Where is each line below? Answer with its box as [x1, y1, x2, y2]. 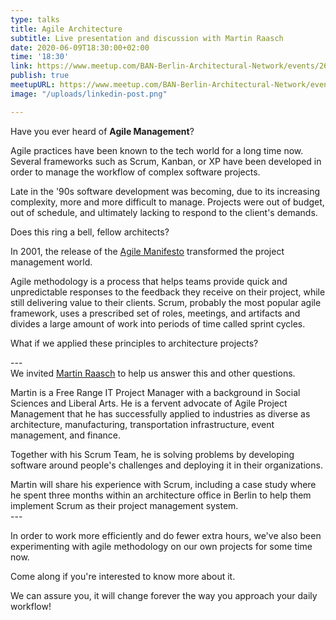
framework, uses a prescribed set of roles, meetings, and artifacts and [10, 307, 301, 319]
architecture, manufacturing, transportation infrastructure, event [10, 418, 275, 430]
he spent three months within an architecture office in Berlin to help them [10, 489, 312, 501]
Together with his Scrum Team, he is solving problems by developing [10, 448, 295, 460]
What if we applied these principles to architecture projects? [10, 337, 259, 349]
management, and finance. [10, 429, 122, 441]
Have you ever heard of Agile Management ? [10, 125, 195, 137]
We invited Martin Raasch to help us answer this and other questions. [10, 367, 296, 379]
